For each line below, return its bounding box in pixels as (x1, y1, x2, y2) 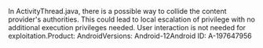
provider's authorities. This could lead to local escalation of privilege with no (8, 15, 255, 24)
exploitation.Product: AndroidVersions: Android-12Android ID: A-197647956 (8, 31, 253, 40)
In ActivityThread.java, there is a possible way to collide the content (8, 7, 227, 15)
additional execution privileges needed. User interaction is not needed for (8, 23, 246, 32)
